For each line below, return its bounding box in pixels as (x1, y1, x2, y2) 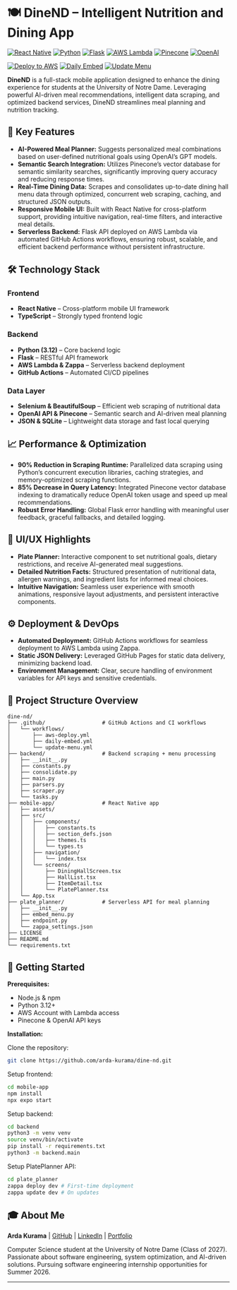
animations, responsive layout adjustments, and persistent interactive (17, 590, 219, 598)
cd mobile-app (7, 1083, 49, 1091)
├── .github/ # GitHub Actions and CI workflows (7, 719, 207, 727)
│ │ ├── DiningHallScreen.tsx (7, 868, 121, 875)
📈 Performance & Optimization (7, 438, 147, 450)
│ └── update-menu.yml (7, 744, 93, 752)
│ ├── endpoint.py (7, 917, 68, 925)
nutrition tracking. (7, 105, 59, 114)
